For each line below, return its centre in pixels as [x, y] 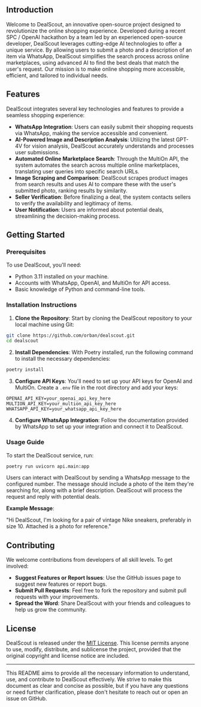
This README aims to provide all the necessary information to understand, [98, 673]
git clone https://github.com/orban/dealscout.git [71, 335]
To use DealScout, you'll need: [44, 265]
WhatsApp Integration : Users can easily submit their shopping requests [104, 127]
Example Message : [31, 508]
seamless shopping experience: [45, 115]
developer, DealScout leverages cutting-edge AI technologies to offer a [94, 43]
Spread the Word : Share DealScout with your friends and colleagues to [103, 603]
